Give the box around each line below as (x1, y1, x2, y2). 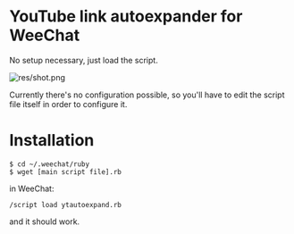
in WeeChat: (9, 183, 55, 194)
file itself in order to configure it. (9, 98, 128, 109)
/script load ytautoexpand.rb (9, 200, 122, 209)
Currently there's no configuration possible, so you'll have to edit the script (9, 89, 285, 100)
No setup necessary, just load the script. (9, 54, 158, 65)
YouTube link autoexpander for (9, 6, 243, 27)
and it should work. (9, 216, 80, 227)
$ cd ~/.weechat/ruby (9, 159, 90, 169)
